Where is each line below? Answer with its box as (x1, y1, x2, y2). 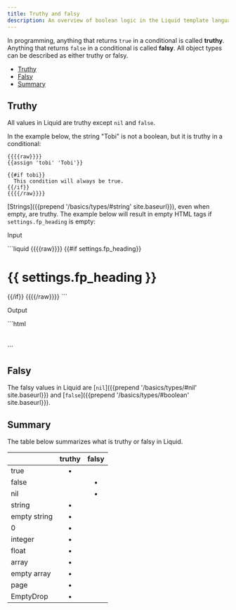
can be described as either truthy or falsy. (7, 51, 129, 60)
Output (7, 306, 27, 315)
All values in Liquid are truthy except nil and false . (7, 119, 156, 127)
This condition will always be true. (13, 178, 124, 185)
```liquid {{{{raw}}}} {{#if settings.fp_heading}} (7, 245, 142, 253)
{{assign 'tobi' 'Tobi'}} (7, 160, 83, 167)
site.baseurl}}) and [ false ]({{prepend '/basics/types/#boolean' (7, 391, 190, 399)
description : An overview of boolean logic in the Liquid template (7, 17, 209, 24)
